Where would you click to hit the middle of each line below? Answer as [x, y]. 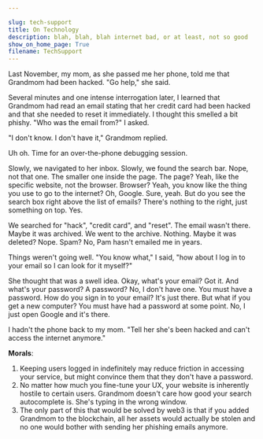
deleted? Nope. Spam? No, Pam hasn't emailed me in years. [105, 242]
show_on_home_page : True [49, 44]
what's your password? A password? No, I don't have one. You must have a [131, 290]
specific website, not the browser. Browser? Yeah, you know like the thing [128, 185]
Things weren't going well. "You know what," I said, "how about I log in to [127, 257]
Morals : [21, 353]
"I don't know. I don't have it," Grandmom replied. [88, 138]
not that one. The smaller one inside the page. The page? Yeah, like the [124, 177]
